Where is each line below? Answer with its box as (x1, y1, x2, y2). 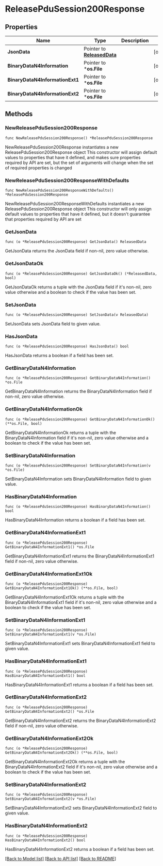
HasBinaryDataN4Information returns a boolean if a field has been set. (5, 517, 146, 523)
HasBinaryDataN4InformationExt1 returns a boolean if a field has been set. (5, 682, 154, 687)
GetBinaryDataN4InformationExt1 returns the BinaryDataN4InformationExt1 (5, 553, 154, 559)
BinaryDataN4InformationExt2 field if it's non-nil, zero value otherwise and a (5, 764, 158, 770)
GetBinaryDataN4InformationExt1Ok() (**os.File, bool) (5, 585, 118, 591)
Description (121, 37, 149, 44)
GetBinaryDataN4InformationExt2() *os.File (5, 709, 95, 714)
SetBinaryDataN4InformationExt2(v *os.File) (5, 796, 97, 801)
